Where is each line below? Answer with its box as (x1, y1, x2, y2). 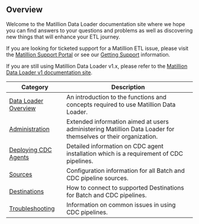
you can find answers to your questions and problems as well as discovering (6, 27, 193, 34)
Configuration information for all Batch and (66, 166, 185, 175)
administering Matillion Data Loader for (66, 125, 175, 133)
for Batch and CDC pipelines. (66, 191, 147, 199)
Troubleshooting (9, 204, 55, 213)
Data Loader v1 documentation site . (6, 68, 93, 76)
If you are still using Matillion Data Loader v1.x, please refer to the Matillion (6, 62, 188, 70)
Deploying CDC (9, 146, 52, 154)
